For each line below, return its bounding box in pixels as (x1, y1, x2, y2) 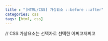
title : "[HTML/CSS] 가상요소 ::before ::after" (5, 7, 104, 12)
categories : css (5, 12, 39, 17)
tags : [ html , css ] (5, 16, 43, 21)
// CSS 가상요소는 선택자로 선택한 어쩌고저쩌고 (5, 31, 96, 37)
